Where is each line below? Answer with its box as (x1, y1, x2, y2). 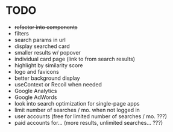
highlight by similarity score (14, 61, 83, 69)
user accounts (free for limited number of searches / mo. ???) (14, 112, 167, 120)
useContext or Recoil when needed (14, 80, 102, 88)
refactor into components (14, 23, 78, 31)
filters (14, 29, 30, 37)
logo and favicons (14, 68, 60, 75)
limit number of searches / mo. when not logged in (14, 106, 140, 113)
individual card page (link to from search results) (14, 55, 136, 62)
